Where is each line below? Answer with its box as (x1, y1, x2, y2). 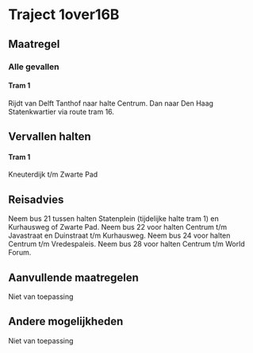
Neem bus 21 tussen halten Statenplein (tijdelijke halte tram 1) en (8, 214, 220, 223)
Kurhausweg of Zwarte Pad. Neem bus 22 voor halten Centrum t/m (8, 223, 228, 232)
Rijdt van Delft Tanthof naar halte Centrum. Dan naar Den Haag (8, 98, 214, 108)
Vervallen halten (8, 130, 91, 144)
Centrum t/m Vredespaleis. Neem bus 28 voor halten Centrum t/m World (8, 239, 245, 249)
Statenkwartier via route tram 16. (8, 107, 115, 116)
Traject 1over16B (8, 6, 120, 24)
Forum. (8, 248, 32, 258)
